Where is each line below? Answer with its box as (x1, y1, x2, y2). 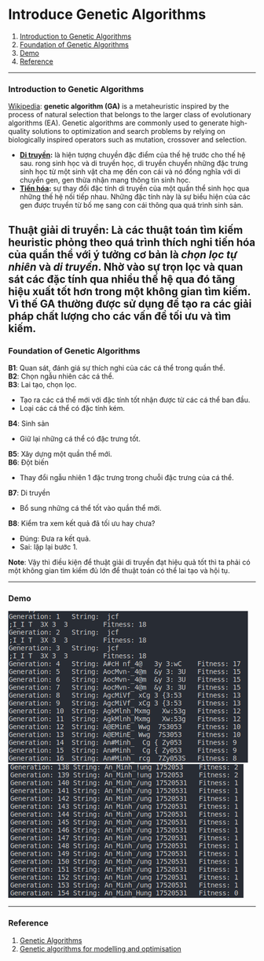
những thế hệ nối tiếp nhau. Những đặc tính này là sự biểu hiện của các (19, 192, 251, 201)
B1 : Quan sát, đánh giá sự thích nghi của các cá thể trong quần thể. (8, 363, 225, 372)
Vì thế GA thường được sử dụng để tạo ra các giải (8, 297, 252, 310)
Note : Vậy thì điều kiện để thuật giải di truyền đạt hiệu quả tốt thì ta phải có (8, 557, 251, 567)
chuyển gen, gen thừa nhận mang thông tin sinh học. (19, 176, 191, 185)
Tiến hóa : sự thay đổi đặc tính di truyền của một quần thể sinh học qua (19, 183, 250, 194)
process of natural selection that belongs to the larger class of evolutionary (8, 110, 251, 120)
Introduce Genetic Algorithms (8, 6, 207, 24)
